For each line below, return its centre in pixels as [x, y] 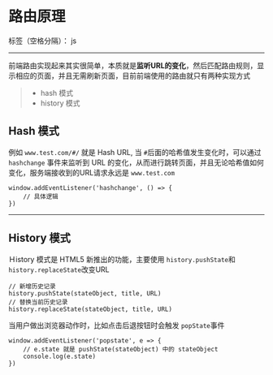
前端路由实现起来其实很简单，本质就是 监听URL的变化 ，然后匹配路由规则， [133, 65]
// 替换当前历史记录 [38, 302]
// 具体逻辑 [41, 196]
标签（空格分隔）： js [43, 41]
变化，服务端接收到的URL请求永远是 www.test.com [92, 172]
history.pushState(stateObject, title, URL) [85, 293]
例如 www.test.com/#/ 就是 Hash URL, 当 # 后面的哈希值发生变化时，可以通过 [135, 152]
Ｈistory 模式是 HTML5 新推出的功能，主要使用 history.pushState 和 [122, 259]
